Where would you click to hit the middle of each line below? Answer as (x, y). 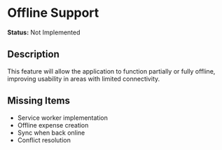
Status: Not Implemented (44, 32)
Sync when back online (51, 132)
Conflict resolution (44, 140)
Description (33, 54)
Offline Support (53, 13)
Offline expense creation (53, 125)
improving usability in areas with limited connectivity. (84, 79)
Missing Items (39, 101)
